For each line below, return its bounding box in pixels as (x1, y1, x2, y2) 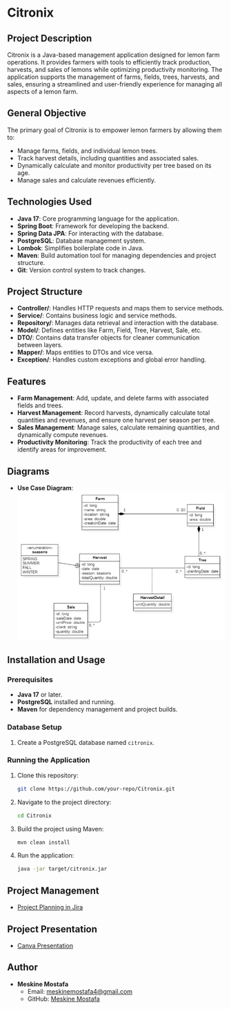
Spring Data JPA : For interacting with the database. (17, 229, 164, 237)
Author (7, 961, 38, 973)
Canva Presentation (17, 941, 74, 950)
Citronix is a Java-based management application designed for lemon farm (7, 50, 220, 59)
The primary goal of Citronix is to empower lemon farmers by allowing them (7, 126, 222, 134)
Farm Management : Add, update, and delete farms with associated (17, 394, 209, 402)
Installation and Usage (7, 654, 106, 665)
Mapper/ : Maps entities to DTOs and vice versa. (17, 348, 154, 357)
